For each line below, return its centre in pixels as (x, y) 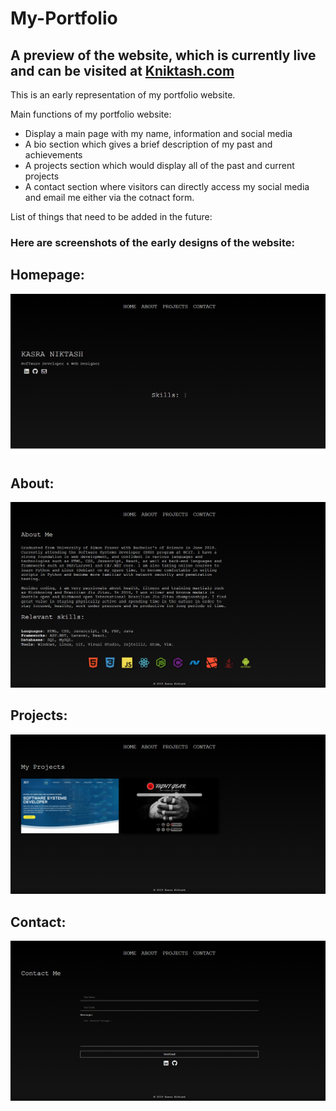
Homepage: (47, 275)
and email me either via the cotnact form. (109, 197)
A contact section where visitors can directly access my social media (167, 186)
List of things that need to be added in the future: (111, 216)
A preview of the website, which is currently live (163, 55)
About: (32, 483)
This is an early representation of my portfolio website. (123, 95)
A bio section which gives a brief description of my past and (148, 144)
